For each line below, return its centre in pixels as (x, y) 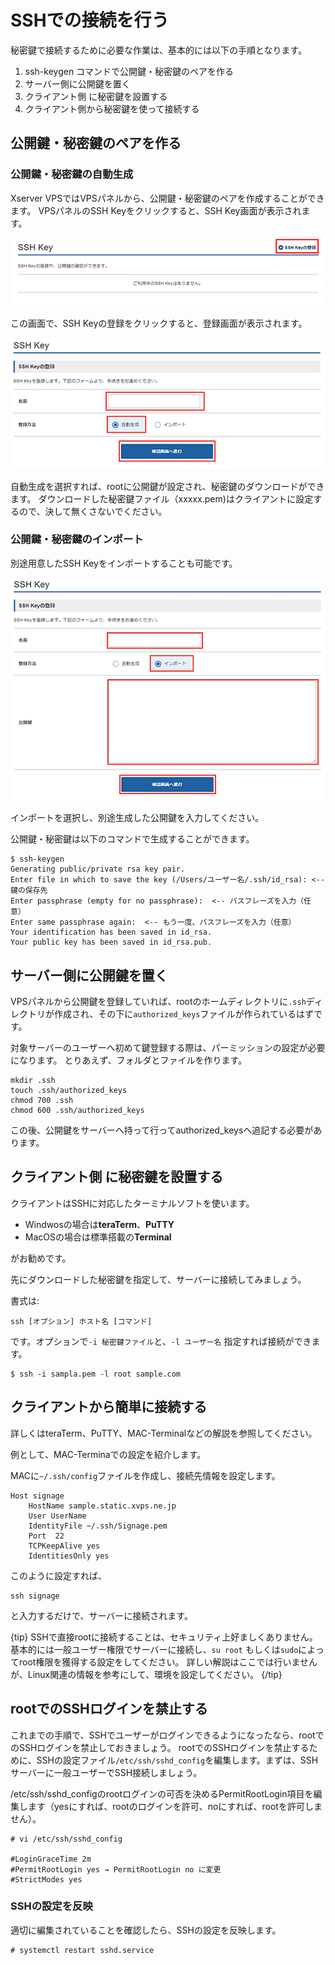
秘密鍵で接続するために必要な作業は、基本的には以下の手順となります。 (159, 50)
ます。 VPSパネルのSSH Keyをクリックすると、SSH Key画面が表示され (156, 210)
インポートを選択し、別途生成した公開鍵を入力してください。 (137, 818)
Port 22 (46, 1536)
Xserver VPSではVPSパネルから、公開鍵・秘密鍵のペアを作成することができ (167, 198)
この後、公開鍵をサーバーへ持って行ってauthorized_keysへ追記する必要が (162, 1130)
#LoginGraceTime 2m (51, 1859)
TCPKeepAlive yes (64, 1546)
